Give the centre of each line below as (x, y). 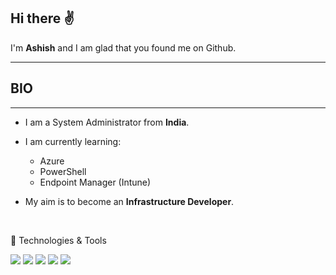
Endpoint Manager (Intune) (95, 182)
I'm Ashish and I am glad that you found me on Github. (123, 47)
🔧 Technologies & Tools (58, 240)
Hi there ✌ (42, 18)
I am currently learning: (73, 141)
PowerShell (63, 171)
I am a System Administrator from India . (107, 122)
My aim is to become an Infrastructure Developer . (129, 201)
